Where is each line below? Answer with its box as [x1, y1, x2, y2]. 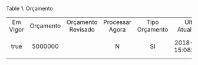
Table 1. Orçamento [6, 5, 53, 12]
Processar [103, 18, 131, 26]
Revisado [69, 26, 95, 33]
